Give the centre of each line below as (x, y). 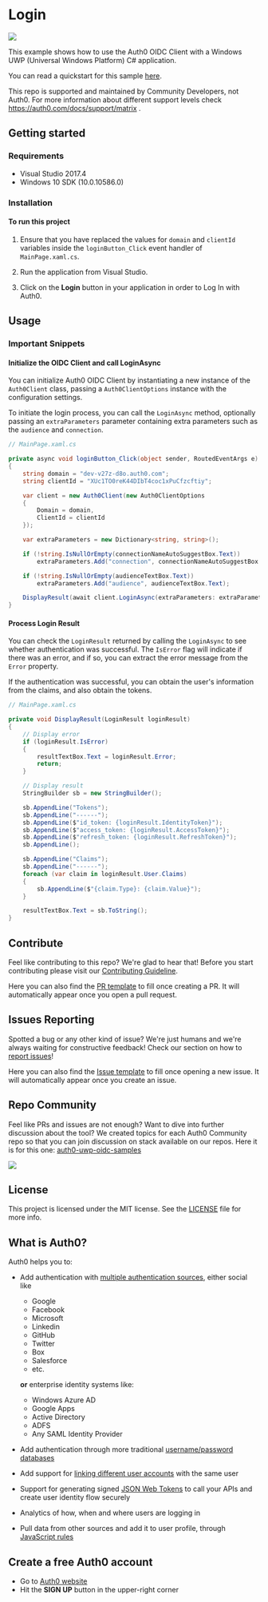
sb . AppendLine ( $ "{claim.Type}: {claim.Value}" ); (119, 889)
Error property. (33, 666)
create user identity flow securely (75, 1497)
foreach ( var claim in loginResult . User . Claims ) (105, 874)
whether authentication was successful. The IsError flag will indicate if (125, 649)
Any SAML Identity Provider (77, 1434)
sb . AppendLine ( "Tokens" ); (66, 807)
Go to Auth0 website (53, 1581)
